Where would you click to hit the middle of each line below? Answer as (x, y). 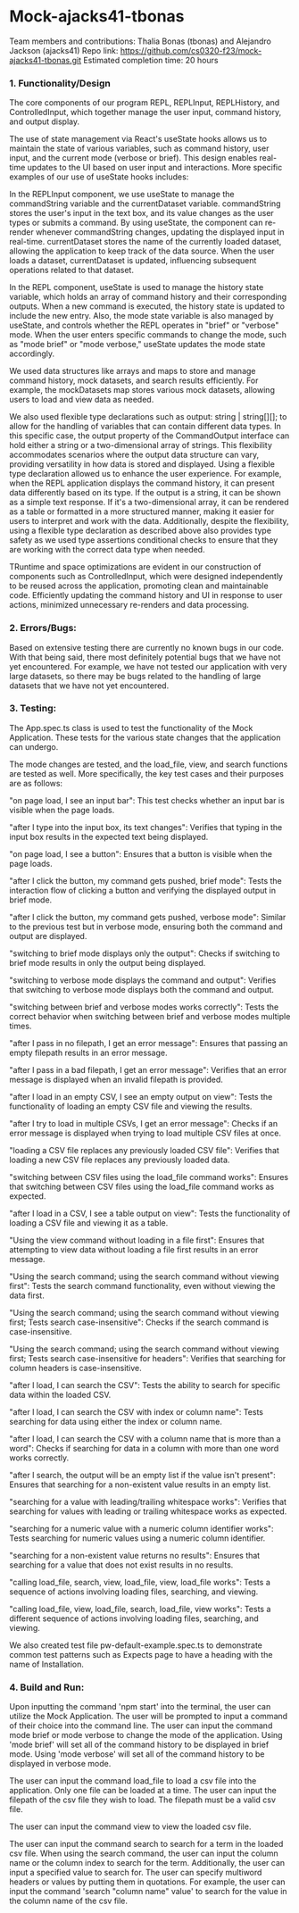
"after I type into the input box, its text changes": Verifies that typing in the (146, 827)
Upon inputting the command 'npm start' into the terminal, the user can (140, 1707)
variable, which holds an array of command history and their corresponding (148, 297)
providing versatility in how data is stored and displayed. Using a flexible (142, 464)
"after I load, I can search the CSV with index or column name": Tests (137, 1411)
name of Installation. (47, 1664)
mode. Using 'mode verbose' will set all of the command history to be (137, 1754)
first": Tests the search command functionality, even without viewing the (142, 1285)
